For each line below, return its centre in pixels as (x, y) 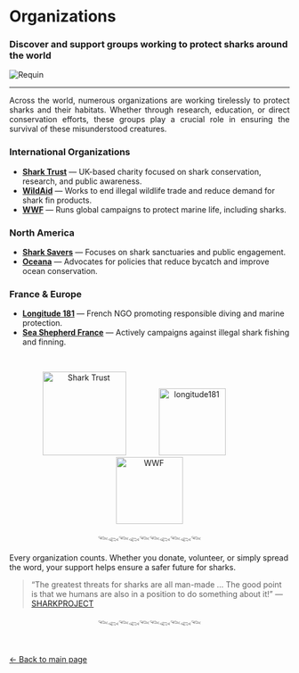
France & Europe (45, 294)
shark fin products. (57, 200)
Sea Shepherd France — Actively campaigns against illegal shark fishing (156, 333)
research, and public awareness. (82, 181)
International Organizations (70, 152)
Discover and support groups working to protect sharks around (149, 45)
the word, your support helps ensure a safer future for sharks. (122, 568)
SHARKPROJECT (62, 603)
